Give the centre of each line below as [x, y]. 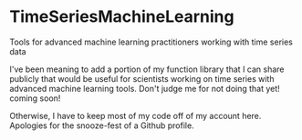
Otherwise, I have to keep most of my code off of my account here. [135, 115]
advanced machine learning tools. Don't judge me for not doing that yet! [145, 88]
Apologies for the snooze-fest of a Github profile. [102, 125]
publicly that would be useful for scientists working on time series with [142, 78]
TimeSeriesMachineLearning [122, 17]
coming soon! [35, 98]
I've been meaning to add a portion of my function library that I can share [147, 69]
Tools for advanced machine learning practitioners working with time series [151, 42]
